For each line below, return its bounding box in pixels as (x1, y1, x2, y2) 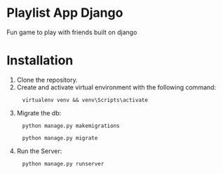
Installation (6, 52, 74, 68)
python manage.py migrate (22, 134, 98, 141)
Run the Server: (16, 147, 62, 155)
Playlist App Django (6, 5, 123, 21)
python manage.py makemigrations (22, 122, 120, 129)
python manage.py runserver (22, 160, 104, 167)
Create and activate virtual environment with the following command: (16, 82, 217, 92)
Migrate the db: (16, 108, 62, 117)
